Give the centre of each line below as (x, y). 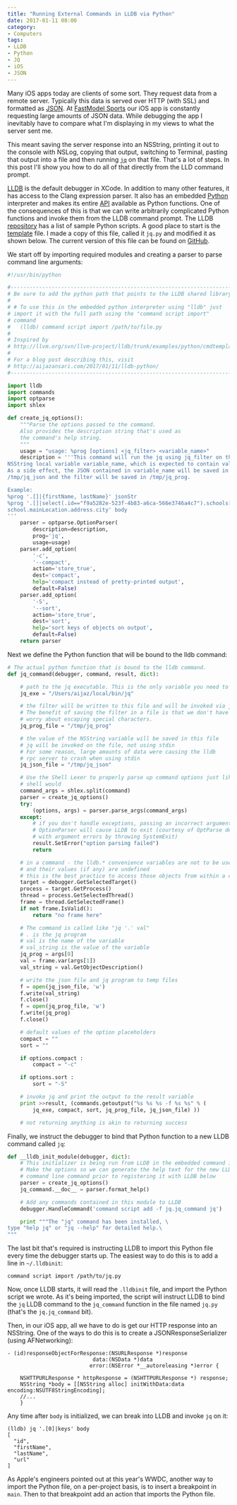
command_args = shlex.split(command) (75, 791)
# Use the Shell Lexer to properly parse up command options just (120, 778)
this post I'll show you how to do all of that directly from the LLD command (115, 167)
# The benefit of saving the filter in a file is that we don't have (124, 713)
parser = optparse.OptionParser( (69, 523)
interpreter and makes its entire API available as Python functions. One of (114, 203)
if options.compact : (51, 1058)
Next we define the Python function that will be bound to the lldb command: (117, 654)
